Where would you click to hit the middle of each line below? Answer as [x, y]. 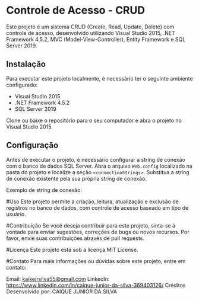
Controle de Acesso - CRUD [76, 10]
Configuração [32, 145]
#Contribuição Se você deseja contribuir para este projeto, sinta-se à [91, 225]
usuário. [16, 214]
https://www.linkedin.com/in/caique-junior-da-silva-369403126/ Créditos [96, 285]
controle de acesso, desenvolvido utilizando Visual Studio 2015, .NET [91, 33]
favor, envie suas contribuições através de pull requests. [75, 238]
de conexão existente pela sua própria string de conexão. [76, 178]
